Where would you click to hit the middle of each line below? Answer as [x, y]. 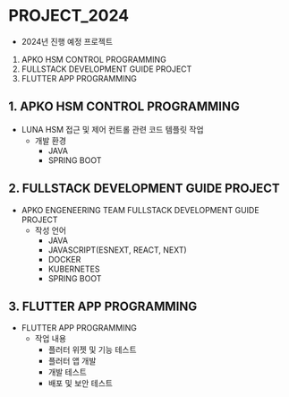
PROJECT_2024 [69, 16]
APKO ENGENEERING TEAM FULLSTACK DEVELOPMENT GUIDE [140, 210]
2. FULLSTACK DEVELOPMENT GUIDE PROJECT [144, 189]
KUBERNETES [74, 269]
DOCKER [64, 259]
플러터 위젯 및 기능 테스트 [92, 350]
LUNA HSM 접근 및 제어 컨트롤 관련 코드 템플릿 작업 [112, 129]
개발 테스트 [67, 372]
